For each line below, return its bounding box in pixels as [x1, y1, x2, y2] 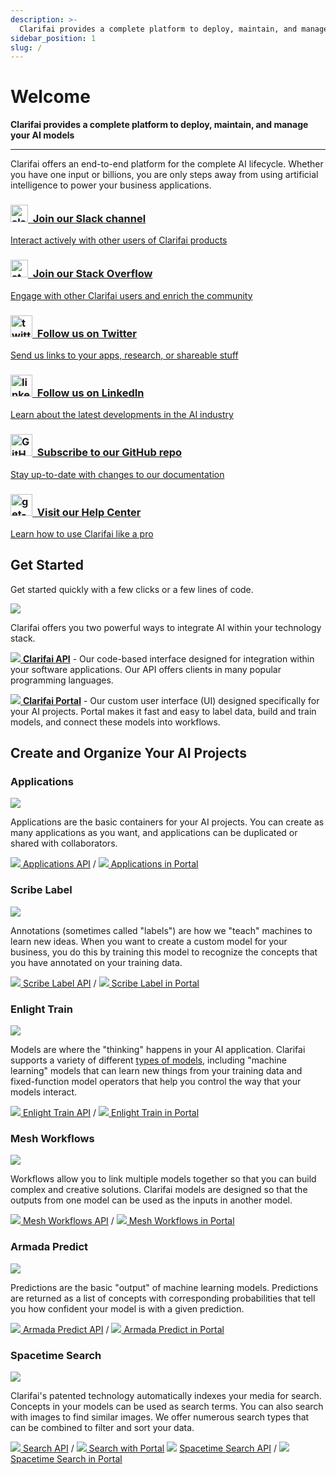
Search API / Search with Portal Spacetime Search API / [22, 1442, 277, 1454]
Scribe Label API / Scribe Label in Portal [22, 977, 200, 989]
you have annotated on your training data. [10, 956, 183, 968]
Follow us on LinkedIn [36, 386, 145, 400]
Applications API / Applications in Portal [22, 858, 199, 870]
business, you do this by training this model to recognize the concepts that [10, 946, 318, 958]
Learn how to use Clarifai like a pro [10, 527, 154, 540]
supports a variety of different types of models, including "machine [10, 1054, 287, 1066]
